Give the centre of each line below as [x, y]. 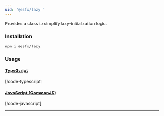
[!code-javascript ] [23, 104]
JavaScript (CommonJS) [31, 93]
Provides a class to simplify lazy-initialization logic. [56, 23]
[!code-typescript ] [24, 81]
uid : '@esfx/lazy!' [25, 10]
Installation [19, 36]
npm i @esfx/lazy [23, 46]
